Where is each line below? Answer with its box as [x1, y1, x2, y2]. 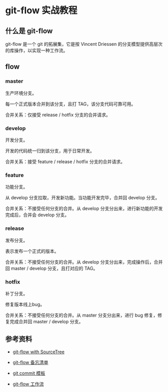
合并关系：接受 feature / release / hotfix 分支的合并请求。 [5, 159, 126, 165]
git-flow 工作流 [12, 381, 44, 387]
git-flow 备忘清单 [12, 359, 48, 365]
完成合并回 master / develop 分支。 [9, 318, 83, 324]
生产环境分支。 [5, 90, 37, 96]
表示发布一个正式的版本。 [5, 248, 59, 254]
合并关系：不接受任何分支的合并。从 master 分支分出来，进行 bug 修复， [5, 312, 158, 318]
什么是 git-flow [5, 27, 53, 35]
